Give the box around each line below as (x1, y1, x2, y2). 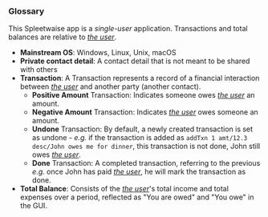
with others (19, 65, 58, 74)
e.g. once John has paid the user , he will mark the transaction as (31, 167, 246, 177)
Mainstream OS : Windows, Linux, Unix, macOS (19, 48, 177, 58)
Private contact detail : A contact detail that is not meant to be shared (19, 56, 250, 66)
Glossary (8, 6, 45, 17)
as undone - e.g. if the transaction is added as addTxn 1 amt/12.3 (31, 133, 248, 143)
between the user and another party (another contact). (19, 82, 201, 91)
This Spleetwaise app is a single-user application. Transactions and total (8, 24, 248, 34)
